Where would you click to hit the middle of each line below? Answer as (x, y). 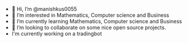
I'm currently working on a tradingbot (57, 34)
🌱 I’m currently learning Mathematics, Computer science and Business (97, 21)
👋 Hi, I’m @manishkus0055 (44, 9)
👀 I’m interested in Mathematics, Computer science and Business (90, 15)
